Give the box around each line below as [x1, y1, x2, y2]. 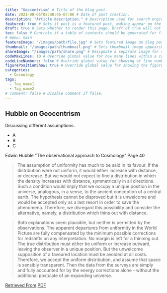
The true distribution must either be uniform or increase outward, [17, 241, 151, 247]
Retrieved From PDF [5, 283, 46, 289]
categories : [5, 68, 30, 73]
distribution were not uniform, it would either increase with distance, [17, 168, 158, 174]
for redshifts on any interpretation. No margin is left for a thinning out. [17, 236, 160, 242]
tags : [5, 77, 16, 82]
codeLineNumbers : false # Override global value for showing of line [5, 58, 153, 63]
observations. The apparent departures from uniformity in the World [17, 225, 157, 231]
